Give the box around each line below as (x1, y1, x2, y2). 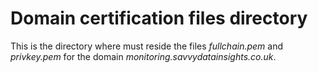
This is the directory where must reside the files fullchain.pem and (10, 40, 283, 52)
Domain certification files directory (10, 7, 308, 30)
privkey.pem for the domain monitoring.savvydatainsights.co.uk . (10, 50, 277, 62)
